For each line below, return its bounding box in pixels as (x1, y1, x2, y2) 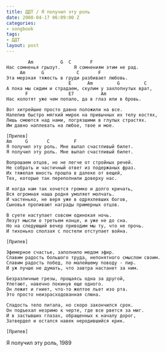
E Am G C (68, 80, 147, 86)
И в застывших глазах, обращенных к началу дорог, (6, 312, 136, 319)
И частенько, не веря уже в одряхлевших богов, (6, 196, 129, 202)
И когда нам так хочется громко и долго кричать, (6, 185, 134, 192)
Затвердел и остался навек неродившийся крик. (6, 318, 126, 324)
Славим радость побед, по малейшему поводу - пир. (6, 260, 136, 266)
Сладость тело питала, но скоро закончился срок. (6, 302, 134, 308)
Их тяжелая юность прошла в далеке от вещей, (6, 170, 123, 176)
